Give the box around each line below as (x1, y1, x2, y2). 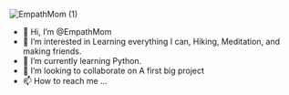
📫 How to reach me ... (22, 76, 108, 86)
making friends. (22, 46, 82, 57)
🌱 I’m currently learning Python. (22, 56, 142, 66)
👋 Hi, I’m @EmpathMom (22, 26, 112, 37)
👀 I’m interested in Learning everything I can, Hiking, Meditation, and (22, 37, 281, 47)
